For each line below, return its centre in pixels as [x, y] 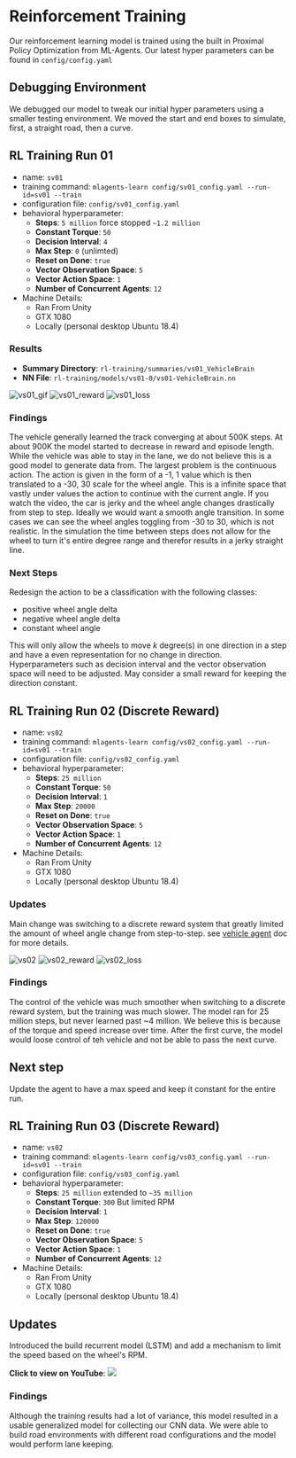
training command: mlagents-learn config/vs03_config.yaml [132, 1157]
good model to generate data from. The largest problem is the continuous [143, 465]
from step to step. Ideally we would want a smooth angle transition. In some [147, 512]
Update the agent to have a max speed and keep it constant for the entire [143, 1088]
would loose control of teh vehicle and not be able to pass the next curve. [143, 1040]
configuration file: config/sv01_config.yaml [101, 203]
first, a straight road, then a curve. [72, 128]
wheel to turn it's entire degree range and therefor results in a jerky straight [146, 541]
